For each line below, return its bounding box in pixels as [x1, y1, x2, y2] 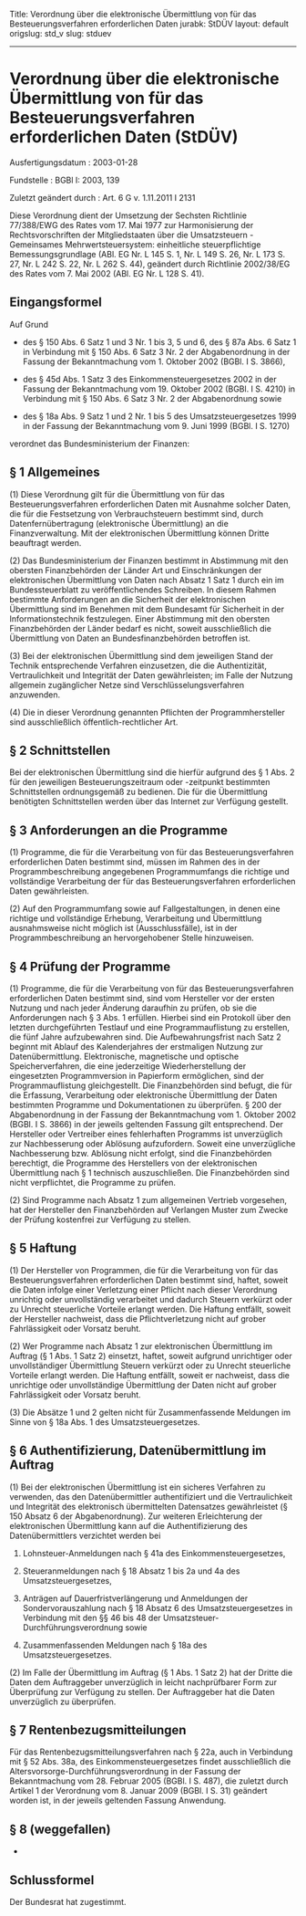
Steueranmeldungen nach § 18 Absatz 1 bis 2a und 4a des [22, 1565, 240, 1576]
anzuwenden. [9, 689, 61, 700]
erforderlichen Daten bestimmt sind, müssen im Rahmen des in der [9, 856, 260, 867]
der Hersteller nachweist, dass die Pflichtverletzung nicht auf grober [9, 1313, 267, 1324]
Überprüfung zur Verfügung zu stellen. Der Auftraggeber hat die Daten [9, 1686, 275, 1697]
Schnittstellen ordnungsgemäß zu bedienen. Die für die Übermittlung [9, 786, 269, 798]
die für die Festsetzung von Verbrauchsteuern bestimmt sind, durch [9, 508, 264, 519]
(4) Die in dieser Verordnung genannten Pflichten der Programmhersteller [9, 707, 285, 717]
